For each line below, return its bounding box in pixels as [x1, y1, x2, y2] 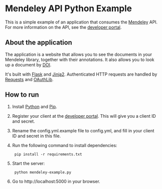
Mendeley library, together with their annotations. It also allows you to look [5, 57, 155, 63]
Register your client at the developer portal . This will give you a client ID [12, 113, 156, 119]
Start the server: [12, 160, 45, 166]
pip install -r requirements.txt [14, 152, 82, 157]
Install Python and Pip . [12, 104, 57, 109]
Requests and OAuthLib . [5, 76, 54, 82]
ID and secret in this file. [12, 133, 61, 139]
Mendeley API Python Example [5, 3, 132, 14]
